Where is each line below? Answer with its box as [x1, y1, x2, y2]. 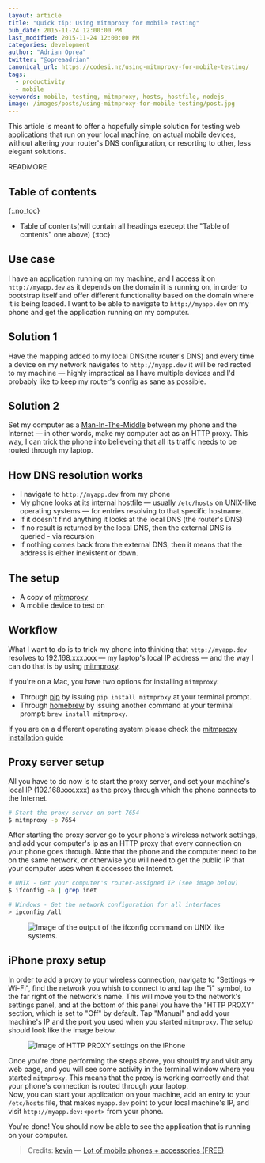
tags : [8, 70, 26, 78]
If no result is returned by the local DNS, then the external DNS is [19, 523, 232, 532]
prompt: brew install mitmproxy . [19, 709, 128, 718]
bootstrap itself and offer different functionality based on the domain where [8, 290, 255, 300]
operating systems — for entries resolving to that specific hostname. [19, 506, 244, 516]
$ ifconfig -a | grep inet [8, 887, 97, 895]
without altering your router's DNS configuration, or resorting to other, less [8, 138, 252, 148]
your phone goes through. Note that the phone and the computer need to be [8, 847, 257, 857]
